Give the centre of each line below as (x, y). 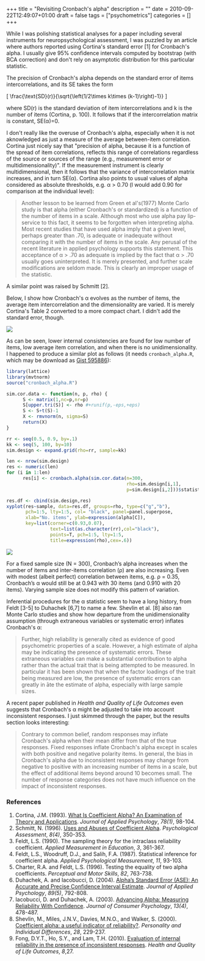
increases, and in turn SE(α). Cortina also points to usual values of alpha (97, 178)
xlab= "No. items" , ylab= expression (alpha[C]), (86, 518)
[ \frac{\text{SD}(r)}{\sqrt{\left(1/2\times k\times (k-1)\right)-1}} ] (87, 96)
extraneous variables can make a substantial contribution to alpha (104, 658)
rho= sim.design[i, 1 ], (154, 484)
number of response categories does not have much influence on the (108, 779)
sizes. (29, 691)
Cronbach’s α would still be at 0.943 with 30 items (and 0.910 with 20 (94, 583)
